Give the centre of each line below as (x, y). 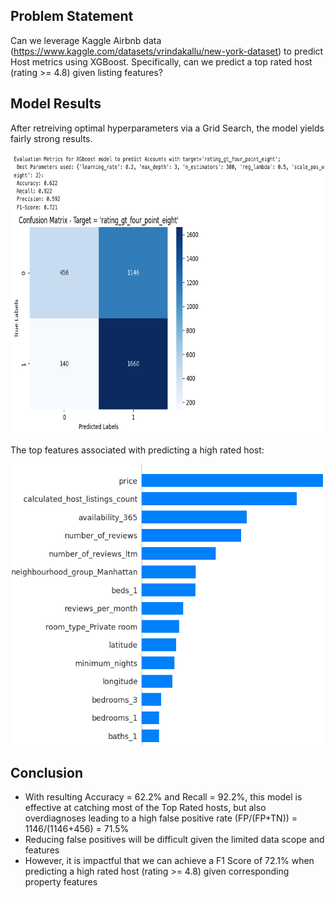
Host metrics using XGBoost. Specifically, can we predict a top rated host (161, 61)
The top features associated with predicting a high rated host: (137, 450)
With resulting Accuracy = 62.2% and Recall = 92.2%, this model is (163, 797)
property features (61, 882)
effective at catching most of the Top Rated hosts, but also (145, 808)
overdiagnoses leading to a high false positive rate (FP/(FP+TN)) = (161, 818)
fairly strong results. (51, 138)
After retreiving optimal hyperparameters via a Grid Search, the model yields (167, 128)
